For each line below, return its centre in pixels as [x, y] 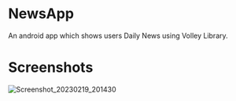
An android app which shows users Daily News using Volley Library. [118, 36]
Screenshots [51, 67]
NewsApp [41, 14]
